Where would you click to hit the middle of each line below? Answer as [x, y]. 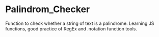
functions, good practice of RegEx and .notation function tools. [71, 28]
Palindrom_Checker [48, 9]
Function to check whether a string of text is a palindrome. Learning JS [80, 23]
